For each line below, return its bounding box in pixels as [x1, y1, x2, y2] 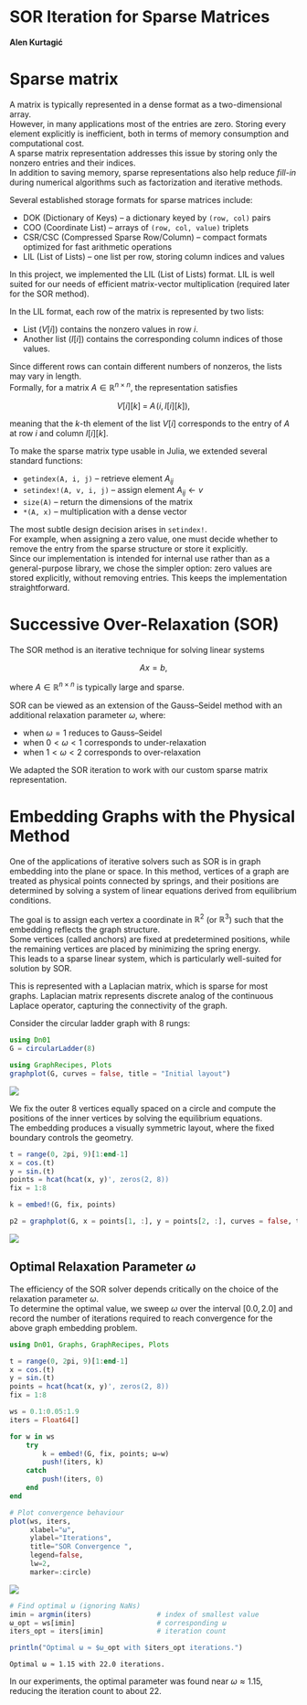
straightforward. [9, 583, 70, 594]
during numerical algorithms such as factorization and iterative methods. [9, 177, 283, 188]
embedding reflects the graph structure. [9, 924, 161, 935]
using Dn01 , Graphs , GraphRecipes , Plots [9, 1340, 170, 1349]
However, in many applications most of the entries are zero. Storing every [9, 118, 286, 129]
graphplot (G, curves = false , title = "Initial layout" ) [9, 1068, 231, 1078]
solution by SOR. [9, 963, 72, 974]
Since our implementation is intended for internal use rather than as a [9, 553, 270, 564]
